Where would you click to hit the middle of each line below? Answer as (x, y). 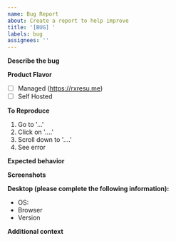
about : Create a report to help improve (68, 21)
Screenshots (27, 175)
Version (29, 217)
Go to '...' (31, 125)
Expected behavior (36, 161)
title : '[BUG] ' (31, 27)
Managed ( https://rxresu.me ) (60, 88)
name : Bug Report (33, 14)
